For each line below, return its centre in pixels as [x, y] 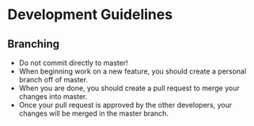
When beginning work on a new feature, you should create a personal [133, 71]
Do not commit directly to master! [73, 63]
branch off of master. [53, 80]
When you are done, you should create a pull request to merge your [129, 88]
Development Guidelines [90, 15]
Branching [34, 44]
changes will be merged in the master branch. [94, 113]
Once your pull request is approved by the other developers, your [125, 105]
